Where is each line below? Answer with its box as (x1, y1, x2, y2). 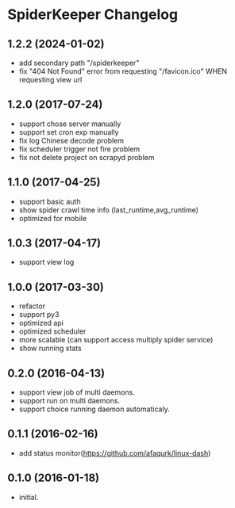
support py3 (18, 310, 60, 319)
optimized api (18, 319, 64, 328)
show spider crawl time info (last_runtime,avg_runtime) (18, 204, 199, 215)
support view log (18, 258, 75, 267)
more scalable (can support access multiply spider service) (18, 335, 214, 345)
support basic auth (18, 197, 81, 206)
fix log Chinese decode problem (18, 136, 125, 145)
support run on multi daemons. (18, 396, 121, 406)
